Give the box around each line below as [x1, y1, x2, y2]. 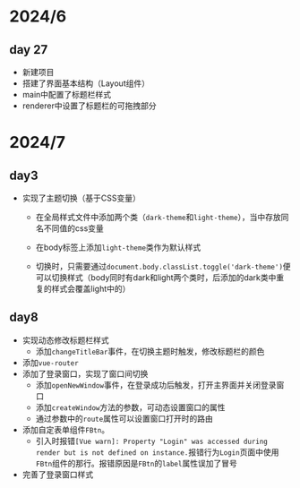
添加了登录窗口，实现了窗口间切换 [21, 368, 149, 379]
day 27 [9, 42, 48, 57]
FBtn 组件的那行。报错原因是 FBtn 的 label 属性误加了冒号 [35, 458, 237, 468]
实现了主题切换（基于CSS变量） [21, 193, 141, 203]
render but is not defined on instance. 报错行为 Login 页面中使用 [35, 446, 279, 458]
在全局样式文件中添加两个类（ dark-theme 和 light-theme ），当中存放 [35, 212, 281, 222]
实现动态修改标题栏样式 [21, 334, 109, 346]
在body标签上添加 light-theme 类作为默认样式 [35, 242, 201, 253]
